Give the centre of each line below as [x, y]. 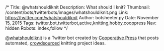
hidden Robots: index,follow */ [36, 28]
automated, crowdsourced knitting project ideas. [56, 43]
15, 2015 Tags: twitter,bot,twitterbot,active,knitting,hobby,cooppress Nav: [81, 23]
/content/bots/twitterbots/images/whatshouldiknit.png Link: [67, 12]
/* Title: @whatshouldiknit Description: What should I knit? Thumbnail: [78, 7]
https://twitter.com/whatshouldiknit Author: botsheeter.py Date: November [82, 18]
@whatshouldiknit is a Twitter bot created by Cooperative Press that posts [82, 38]
